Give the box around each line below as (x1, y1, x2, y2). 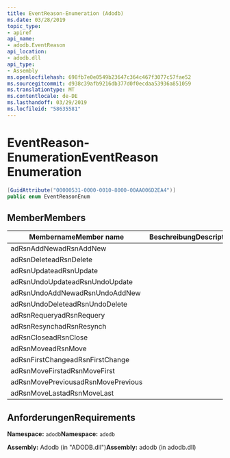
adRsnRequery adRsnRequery (10, 311, 105, 320)
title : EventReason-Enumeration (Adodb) (7, 10, 125, 17)
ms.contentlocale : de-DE (7, 93, 78, 100)
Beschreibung (149, 232, 196, 242)
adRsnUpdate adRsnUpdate (10, 266, 98, 276)
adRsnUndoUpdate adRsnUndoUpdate (10, 277, 133, 287)
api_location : (7, 49, 48, 55)
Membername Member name (29, 232, 125, 242)
